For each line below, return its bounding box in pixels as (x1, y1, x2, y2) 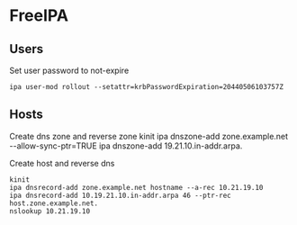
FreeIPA (9, 5, 69, 26)
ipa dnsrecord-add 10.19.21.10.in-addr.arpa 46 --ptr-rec (9, 191, 231, 200)
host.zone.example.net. (9, 199, 99, 208)
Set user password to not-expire (9, 65, 130, 76)
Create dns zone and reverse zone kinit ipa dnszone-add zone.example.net (9, 130, 289, 141)
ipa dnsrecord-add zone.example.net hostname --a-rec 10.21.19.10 (9, 183, 264, 192)
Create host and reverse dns (9, 157, 115, 168)
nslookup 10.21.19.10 (9, 206, 91, 216)
